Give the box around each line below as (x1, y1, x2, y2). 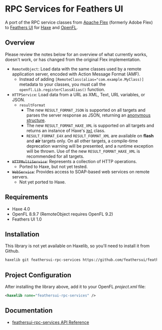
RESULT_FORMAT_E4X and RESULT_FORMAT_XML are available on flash (26, 133, 154, 138)
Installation (5, 230, 40, 238)
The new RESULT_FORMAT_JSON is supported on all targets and (26, 107, 146, 113)
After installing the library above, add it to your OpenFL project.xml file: (5, 284, 146, 290)
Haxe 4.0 (12, 206, 30, 211)
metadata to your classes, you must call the (19, 81, 106, 87)
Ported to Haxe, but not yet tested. (19, 164, 88, 169)
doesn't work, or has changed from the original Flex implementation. (5, 57, 141, 62)
